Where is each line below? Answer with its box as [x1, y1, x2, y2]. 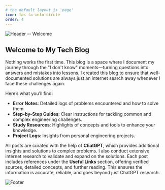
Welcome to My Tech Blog [5, 45, 90, 54]
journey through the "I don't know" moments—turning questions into [5, 65, 149, 71]
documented [5, 75, 32, 81]
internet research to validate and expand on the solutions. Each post [5, 153, 148, 160]
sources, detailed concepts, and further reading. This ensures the [5, 164, 143, 170]
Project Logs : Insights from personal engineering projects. [12, 133, 136, 139]
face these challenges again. [5, 81, 65, 87]
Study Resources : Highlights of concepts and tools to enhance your [12, 122, 156, 128]
